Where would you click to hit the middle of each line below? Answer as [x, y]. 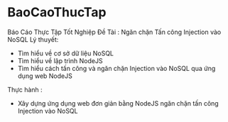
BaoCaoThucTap [57, 12]
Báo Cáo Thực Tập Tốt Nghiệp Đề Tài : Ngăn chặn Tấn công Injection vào [114, 32]
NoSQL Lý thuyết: [33, 39]
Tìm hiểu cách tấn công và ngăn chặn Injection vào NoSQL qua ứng [116, 68]
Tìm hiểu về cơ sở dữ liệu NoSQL [66, 53]
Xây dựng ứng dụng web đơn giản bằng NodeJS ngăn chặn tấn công [118, 103]
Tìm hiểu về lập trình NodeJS [60, 60]
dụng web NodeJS [45, 76]
